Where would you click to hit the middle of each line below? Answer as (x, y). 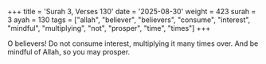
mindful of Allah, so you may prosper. (69, 52)
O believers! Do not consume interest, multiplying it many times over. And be (133, 43)
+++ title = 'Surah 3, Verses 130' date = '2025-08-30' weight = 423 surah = (132, 11)
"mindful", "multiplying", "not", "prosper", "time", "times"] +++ (109, 28)
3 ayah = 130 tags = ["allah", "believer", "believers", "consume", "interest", (129, 20)
